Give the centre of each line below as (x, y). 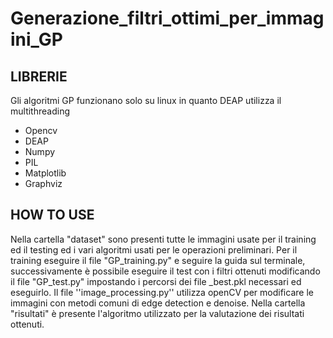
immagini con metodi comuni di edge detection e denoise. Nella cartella (158, 303)
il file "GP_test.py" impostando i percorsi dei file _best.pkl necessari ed (156, 281)
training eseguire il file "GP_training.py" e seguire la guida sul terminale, (158, 260)
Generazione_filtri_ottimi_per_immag (167, 18)
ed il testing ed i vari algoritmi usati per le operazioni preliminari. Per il (154, 249)
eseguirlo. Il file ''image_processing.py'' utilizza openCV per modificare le (162, 292)
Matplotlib (45, 173)
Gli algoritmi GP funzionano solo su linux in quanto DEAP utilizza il (146, 100)
